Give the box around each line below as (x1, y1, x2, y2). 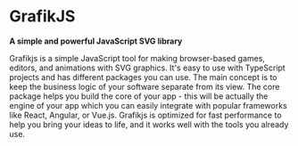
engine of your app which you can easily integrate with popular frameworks (9, 100, 287, 110)
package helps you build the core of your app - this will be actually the (9, 91, 269, 101)
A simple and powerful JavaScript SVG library (9, 36, 183, 46)
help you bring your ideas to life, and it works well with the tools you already (9, 118, 289, 130)
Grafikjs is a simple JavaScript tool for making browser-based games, (9, 53, 266, 63)
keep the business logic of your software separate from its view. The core (9, 81, 280, 92)
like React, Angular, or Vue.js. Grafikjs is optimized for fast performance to (9, 109, 283, 120)
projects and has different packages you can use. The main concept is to (9, 71, 277, 82)
